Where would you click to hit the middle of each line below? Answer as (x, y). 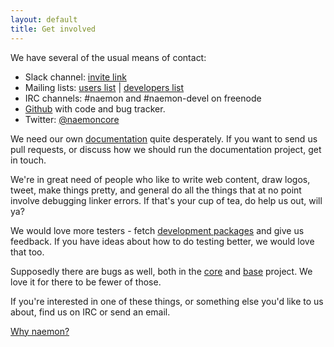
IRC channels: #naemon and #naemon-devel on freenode (143, 98)
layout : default (44, 19)
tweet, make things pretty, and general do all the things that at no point (156, 190)
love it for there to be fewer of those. (86, 282)
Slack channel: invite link (75, 77)
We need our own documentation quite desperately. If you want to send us (164, 138)
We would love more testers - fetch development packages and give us (157, 230)
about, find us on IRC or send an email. (90, 312)
